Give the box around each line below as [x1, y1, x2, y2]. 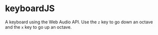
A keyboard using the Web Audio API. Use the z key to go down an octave [5, 19, 153, 25]
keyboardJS [5, 3, 55, 14]
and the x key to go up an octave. [5, 24, 72, 30]
